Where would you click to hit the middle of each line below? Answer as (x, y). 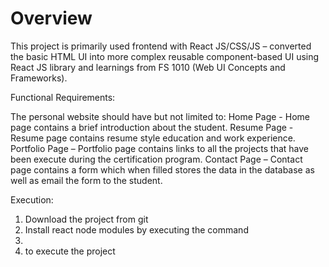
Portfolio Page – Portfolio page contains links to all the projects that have (160, 148)
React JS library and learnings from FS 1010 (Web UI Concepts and (148, 67)
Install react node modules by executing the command (136, 229)
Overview (51, 18)
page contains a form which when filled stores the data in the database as (162, 169)
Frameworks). (39, 78)
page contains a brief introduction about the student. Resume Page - (152, 127)
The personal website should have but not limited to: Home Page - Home (160, 116)
